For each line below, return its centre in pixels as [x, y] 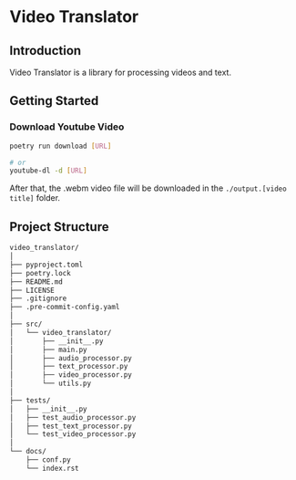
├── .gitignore [38, 298]
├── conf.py [48, 460]
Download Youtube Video [67, 127]
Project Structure [59, 227]
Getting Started [54, 101]
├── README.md [36, 282]
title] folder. [35, 198]
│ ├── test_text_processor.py [71, 426]
